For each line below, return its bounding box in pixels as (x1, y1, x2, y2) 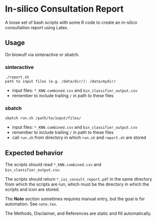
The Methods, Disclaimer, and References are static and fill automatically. (5, 210, 152, 217)
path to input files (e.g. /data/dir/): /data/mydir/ (5, 79, 116, 84)
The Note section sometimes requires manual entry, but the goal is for (5, 196, 145, 202)
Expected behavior (5, 149, 63, 157)
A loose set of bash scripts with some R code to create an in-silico (5, 19, 137, 25)
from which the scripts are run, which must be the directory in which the (5, 181, 149, 187)
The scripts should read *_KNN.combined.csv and (5, 162, 102, 168)
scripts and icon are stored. (5, 187, 60, 192)
